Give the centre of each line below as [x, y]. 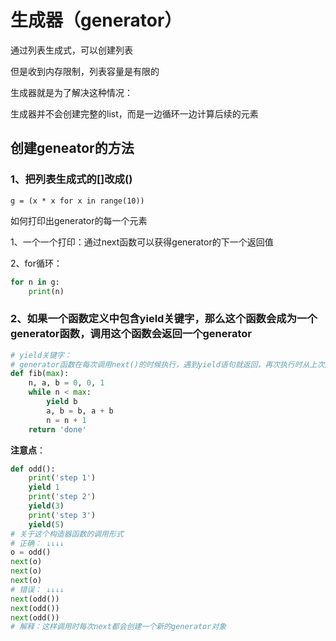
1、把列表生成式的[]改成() [71, 179]
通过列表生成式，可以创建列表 [71, 50]
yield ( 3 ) [46, 506]
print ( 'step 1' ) [62, 478]
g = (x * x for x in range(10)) [77, 201]
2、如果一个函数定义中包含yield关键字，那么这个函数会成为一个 [164, 319]
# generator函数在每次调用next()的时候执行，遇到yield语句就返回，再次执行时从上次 [167, 364]
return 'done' [57, 429]
